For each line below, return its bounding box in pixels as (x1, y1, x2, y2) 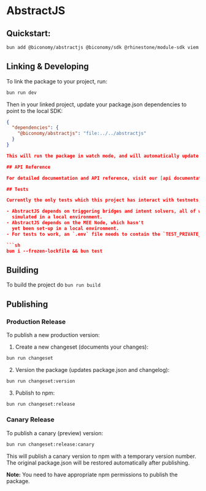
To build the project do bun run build (6, 281, 101, 288)
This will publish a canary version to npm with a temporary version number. (6, 452, 196, 460)
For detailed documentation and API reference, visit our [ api (6, 175, 172, 181)
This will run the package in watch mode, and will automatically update (6, 153, 199, 159)
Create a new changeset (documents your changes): (15, 343, 149, 350)
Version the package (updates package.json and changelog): (15, 366, 170, 373)
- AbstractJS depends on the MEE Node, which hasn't (6, 220, 144, 226)
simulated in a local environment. (12, 214, 103, 220)
